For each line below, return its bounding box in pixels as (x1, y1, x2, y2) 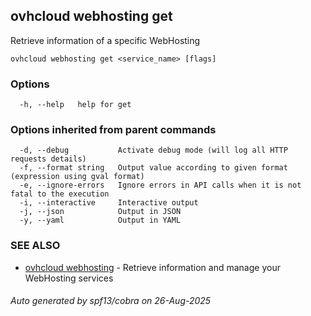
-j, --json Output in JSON (19, 207, 182, 217)
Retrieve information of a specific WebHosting (10, 34, 201, 46)
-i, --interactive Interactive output (19, 198, 199, 208)
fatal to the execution (10, 189, 110, 199)
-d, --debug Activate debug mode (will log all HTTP (19, 145, 288, 156)
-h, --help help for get (19, 100, 132, 110)
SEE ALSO (10, 239, 61, 253)
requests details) (10, 154, 87, 164)
